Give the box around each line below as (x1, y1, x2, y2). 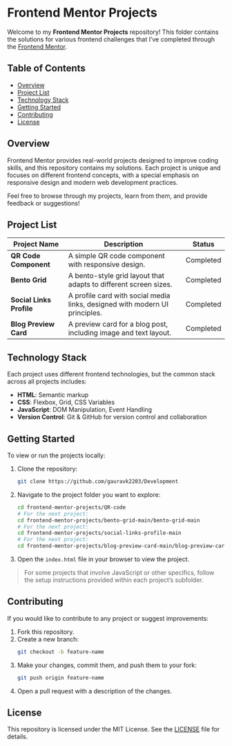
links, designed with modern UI (68, 300, 169, 309)
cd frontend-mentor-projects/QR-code (17, 504, 126, 511)
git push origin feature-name (17, 674, 105, 681)
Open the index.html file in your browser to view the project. (17, 555, 190, 563)
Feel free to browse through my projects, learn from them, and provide (7, 192, 208, 200)
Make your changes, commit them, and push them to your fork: (17, 661, 197, 669)
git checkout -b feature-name (17, 648, 105, 655)
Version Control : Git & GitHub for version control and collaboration (17, 413, 207, 421)
